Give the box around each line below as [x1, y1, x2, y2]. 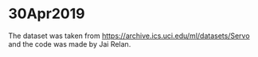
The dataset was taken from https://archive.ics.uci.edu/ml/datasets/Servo [8, 31, 250, 40]
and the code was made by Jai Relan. [8, 39, 131, 48]
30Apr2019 [8, 5, 85, 23]
